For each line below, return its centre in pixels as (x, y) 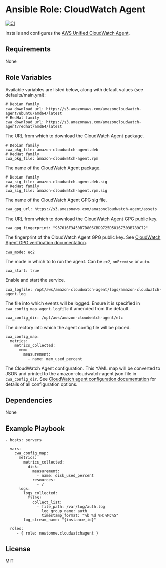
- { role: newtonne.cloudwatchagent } (57, 534)
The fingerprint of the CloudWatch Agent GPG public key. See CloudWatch (83, 237)
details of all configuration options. (41, 384)
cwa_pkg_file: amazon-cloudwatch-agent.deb (52, 150)
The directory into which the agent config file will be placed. (68, 327)
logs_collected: (40, 493)
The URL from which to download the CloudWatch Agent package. (75, 136)
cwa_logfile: (19, 289)
